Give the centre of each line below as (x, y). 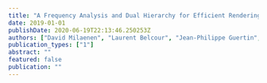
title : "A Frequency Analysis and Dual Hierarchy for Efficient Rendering (135, 15)
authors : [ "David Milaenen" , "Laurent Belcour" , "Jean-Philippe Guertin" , (135, 38)
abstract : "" (30, 52)
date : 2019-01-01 (37, 23)
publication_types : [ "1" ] (51, 45)
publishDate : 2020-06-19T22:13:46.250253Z (79, 30)
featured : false (35, 60)
